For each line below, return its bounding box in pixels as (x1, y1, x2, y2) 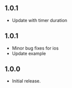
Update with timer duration (11, 17, 67, 23)
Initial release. (11, 78, 41, 84)
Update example (11, 50, 46, 56)
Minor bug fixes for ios (11, 45, 59, 51)
